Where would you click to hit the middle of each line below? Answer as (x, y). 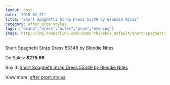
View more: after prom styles (35, 77)
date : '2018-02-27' (26, 15)
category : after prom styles (36, 24)
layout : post (19, 10)
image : (12, 33)
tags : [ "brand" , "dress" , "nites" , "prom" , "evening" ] (60, 29)
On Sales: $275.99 (25, 58)
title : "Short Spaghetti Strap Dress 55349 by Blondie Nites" (72, 19)
